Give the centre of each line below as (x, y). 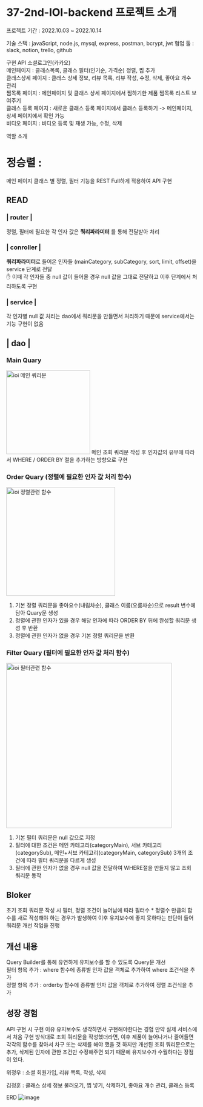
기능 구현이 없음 (25, 324)
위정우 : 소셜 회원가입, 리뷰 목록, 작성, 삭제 (56, 1072)
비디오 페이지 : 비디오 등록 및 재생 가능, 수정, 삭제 (64, 123)
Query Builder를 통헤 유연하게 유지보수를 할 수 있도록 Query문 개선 (86, 962)
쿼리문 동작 (28, 875)
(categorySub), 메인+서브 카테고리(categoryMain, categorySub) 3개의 (101, 853)
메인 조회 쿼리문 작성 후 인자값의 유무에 (137, 452)
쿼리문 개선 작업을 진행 (33, 926)
